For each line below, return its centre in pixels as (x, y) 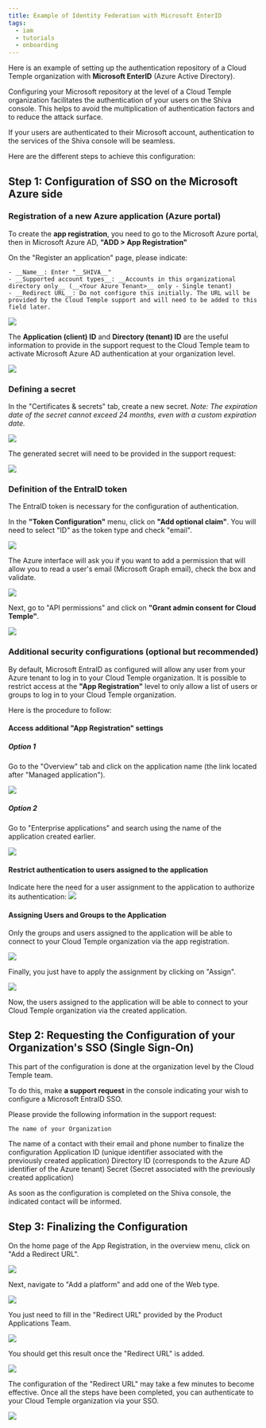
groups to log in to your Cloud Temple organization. (93, 695)
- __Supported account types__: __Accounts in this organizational (122, 279)
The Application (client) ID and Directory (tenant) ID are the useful (118, 337)
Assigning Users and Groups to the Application (87, 915)
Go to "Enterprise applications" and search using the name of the (115, 828)
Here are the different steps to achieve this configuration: (102, 157)
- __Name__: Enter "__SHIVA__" (60, 272)
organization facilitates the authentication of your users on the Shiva (120, 100)
